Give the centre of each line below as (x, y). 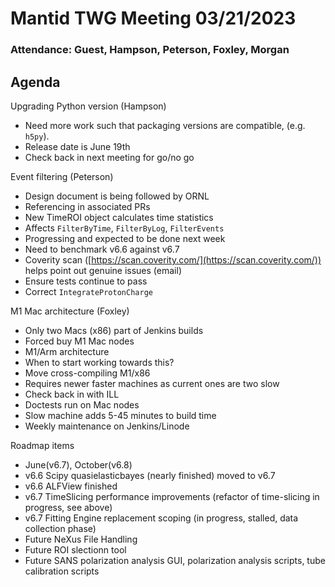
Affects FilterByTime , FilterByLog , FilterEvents (124, 228)
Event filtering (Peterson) (62, 176)
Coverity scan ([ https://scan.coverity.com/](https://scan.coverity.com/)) (173, 259)
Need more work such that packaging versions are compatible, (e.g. (165, 125)
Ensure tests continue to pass (86, 281)
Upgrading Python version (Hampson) (88, 106)
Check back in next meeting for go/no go (109, 157)
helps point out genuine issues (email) (103, 270)
